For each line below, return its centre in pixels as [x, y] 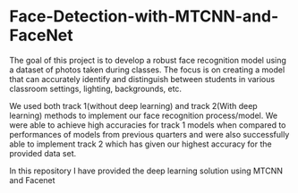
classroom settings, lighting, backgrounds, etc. [95, 88]
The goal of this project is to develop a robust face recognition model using [148, 60]
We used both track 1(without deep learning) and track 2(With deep [133, 105]
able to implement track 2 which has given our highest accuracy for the [140, 144]
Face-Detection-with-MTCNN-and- [144, 17]
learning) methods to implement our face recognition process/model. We [144, 115]
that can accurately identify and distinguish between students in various [142, 79]
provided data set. [43, 153]
